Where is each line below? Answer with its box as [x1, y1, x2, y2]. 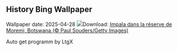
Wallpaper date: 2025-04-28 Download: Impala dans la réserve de [6, 20, 172, 28]
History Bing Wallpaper [6, 5, 93, 14]
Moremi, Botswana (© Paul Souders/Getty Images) [6, 27, 129, 34]
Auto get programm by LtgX [6, 38, 73, 45]
